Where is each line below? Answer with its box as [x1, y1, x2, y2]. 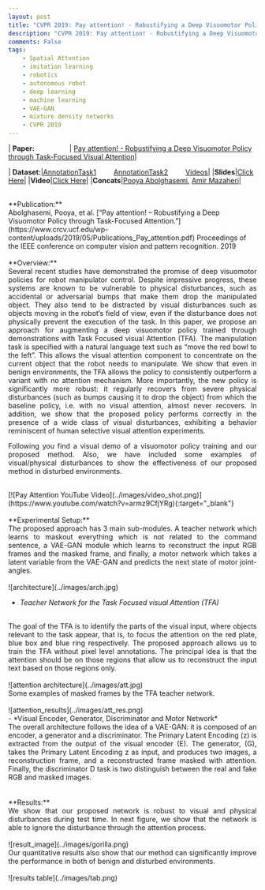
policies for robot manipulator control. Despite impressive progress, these [8, 275, 257, 284]
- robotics [22, 71, 58, 79]
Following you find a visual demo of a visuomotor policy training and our [8, 441, 257, 450]
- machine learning [22, 96, 87, 104]
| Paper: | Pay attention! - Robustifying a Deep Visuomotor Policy [8, 144, 252, 153]
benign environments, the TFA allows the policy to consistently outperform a [8, 367, 257, 377]
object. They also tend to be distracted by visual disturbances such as [8, 300, 257, 310]
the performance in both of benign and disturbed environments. [8, 857, 215, 866]
